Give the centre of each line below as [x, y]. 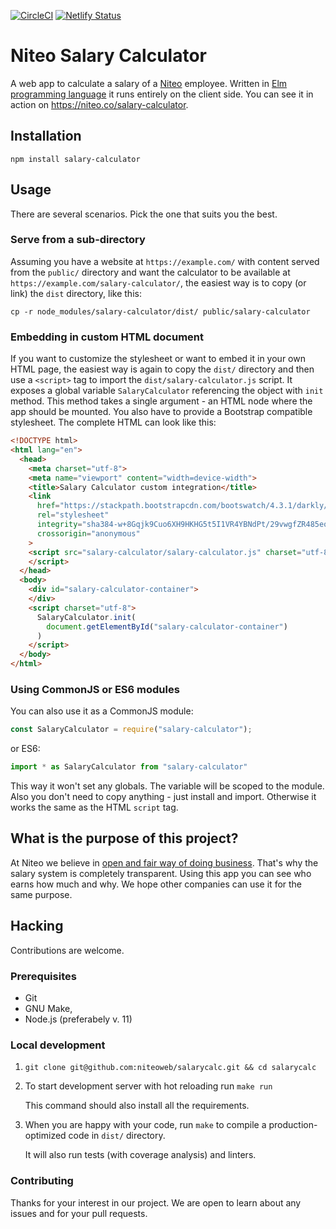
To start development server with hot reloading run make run [148, 1086]
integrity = [59, 525]
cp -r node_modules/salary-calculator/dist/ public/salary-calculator [160, 311]
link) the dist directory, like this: [76, 293]
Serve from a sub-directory [78, 240]
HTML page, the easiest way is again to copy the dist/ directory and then [162, 369]
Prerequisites [43, 976]
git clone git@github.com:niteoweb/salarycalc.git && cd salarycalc [170, 1068]
